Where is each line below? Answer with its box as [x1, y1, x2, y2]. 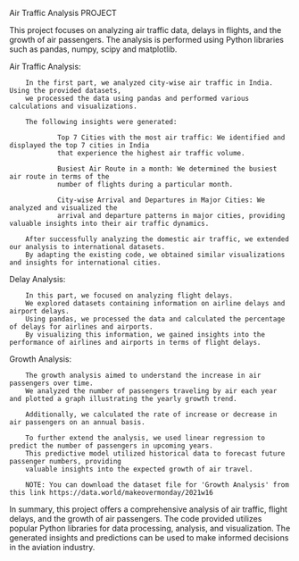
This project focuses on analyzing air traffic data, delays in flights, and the [9, 25, 282, 35]
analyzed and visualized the [9, 204, 118, 213]
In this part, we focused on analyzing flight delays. [25, 291, 234, 300]
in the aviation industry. [9, 542, 96, 552]
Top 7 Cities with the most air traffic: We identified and [56, 133, 286, 142]
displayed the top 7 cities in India [9, 141, 150, 150]
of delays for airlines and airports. [9, 322, 154, 331]
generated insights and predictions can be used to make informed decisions [9, 532, 289, 543]
